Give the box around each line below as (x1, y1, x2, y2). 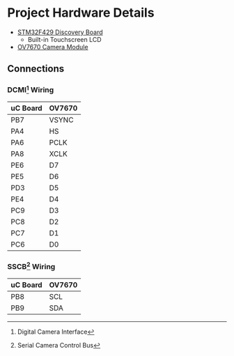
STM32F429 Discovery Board (17, 28, 103, 36)
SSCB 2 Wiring (7, 261, 56, 272)
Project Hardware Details (7, 5, 155, 21)
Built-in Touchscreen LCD (27, 35, 102, 43)
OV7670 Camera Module (17, 42, 88, 51)
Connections (7, 63, 65, 75)
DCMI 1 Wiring (7, 84, 54, 95)
